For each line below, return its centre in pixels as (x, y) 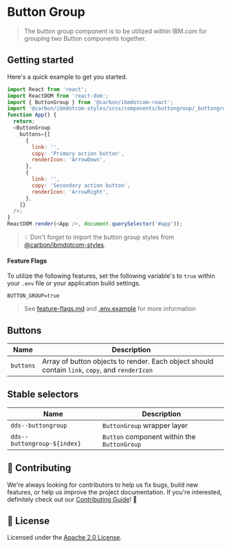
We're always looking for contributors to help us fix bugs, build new (103, 485)
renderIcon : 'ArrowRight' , (70, 192)
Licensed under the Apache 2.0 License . (65, 538)
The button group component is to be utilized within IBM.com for (115, 31)
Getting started (41, 60)
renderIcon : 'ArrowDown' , (69, 160)
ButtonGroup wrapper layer (145, 425)
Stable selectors (43, 395)
